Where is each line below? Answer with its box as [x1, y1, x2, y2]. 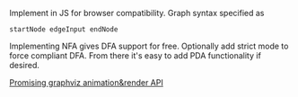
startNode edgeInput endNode [9, 25, 118, 34]
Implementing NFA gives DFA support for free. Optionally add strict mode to [9, 40, 289, 51]
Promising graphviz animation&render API [9, 77, 163, 88]
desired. [9, 60, 40, 70]
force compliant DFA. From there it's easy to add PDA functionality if [9, 50, 262, 61]
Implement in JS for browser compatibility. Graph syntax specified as [9, 8, 265, 18]
